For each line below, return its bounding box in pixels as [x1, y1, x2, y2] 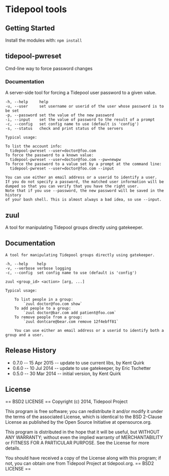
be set [5, 108, 19, 114]
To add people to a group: [14, 305, 71, 311]
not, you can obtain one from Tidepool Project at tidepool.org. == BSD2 [5, 460, 154, 466]
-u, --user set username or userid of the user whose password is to [5, 104, 164, 109]
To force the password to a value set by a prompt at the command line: [5, 161, 162, 167]
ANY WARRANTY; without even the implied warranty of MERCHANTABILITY [5, 434, 163, 440]
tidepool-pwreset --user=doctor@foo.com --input [10, 166, 114, 171]
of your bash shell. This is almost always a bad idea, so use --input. [5, 197, 162, 202]
